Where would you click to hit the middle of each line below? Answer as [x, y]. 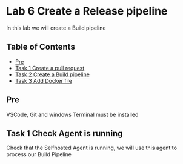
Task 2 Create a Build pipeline [52, 74]
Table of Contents [41, 47]
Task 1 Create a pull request [50, 68]
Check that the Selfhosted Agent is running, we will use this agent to [92, 148]
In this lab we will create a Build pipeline [56, 28]
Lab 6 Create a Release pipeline [87, 11]
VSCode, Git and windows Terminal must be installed [72, 114]
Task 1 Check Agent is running [65, 133]
